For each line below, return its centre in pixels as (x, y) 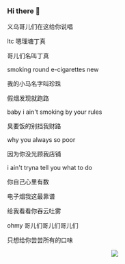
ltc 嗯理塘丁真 (26, 41)
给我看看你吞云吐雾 (34, 211)
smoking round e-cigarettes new (53, 70)
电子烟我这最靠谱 (31, 196)
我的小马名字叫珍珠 (34, 84)
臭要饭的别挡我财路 (34, 126)
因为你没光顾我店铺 (34, 154)
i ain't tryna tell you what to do (50, 168)
